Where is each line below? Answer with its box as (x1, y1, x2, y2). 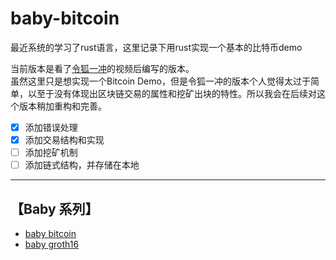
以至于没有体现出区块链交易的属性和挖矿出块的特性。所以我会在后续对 (27, 87, 317, 99)
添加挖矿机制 (24, 147, 78, 159)
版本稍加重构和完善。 (18, 100, 107, 112)
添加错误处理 (24, 121, 78, 133)
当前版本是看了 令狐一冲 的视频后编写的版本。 (10, 62, 195, 74)
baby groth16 (24, 238, 80, 250)
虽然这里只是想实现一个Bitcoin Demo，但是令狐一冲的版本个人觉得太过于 (10, 75, 311, 87)
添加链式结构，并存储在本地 (24, 159, 140, 171)
